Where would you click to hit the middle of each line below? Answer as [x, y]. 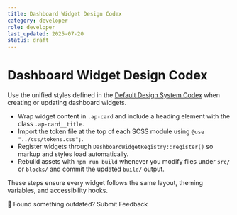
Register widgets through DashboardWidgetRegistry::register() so [115, 147]
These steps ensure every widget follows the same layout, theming [105, 183]
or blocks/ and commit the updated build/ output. [91, 169]
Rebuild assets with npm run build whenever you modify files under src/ [124, 162]
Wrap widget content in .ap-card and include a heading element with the [124, 116]
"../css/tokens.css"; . [50, 139]
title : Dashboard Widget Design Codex [65, 14]
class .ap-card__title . [51, 124]
